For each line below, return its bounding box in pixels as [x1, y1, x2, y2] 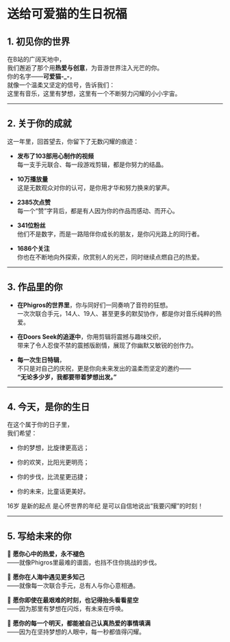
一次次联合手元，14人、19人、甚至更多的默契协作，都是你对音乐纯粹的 [16, 309, 216, 317]
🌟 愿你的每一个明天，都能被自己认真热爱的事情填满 [7, 619, 151, 628]
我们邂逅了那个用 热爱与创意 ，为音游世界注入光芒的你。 [7, 64, 163, 72]
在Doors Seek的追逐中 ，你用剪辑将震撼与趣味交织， [16, 332, 165, 341]
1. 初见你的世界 [7, 36, 71, 47]
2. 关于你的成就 [7, 118, 72, 129]
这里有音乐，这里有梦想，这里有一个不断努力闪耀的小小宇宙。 [7, 90, 181, 97]
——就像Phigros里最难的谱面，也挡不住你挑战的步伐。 [7, 558, 161, 567]
